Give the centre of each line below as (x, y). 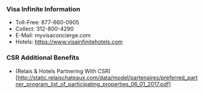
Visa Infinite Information (43, 9)
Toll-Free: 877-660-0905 (47, 23)
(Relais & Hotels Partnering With (56, 71)
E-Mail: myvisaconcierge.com (53, 35)
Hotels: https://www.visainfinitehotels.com (69, 42)
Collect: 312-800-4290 (45, 29)
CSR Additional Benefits (43, 58)
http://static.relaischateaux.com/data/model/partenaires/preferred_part (108, 78)
